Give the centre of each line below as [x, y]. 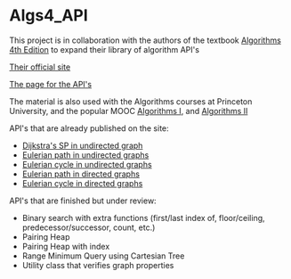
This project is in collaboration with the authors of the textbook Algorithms [145, 40]
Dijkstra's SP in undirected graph [82, 145]
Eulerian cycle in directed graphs [82, 183]
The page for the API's [50, 84]
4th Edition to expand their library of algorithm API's [105, 49]
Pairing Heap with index [66, 246]
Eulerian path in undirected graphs [85, 155]
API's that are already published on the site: [89, 128]
